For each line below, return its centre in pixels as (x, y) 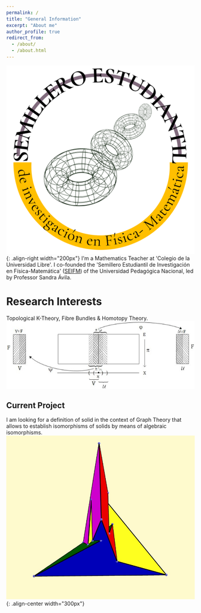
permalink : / (22, 13)
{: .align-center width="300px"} (45, 604)
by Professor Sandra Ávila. (39, 277)
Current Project (36, 405)
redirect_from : (25, 38)
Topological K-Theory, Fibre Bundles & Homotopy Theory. (77, 318)
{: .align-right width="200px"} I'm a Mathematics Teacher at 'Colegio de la (98, 258)
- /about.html (29, 51)
